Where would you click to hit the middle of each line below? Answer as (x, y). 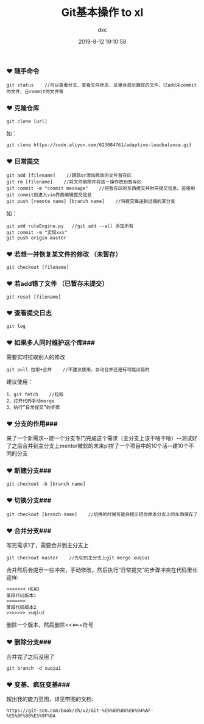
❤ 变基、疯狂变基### (38, 684)
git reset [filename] (34, 297)
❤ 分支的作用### (32, 424)
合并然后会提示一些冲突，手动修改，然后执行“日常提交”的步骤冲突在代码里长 (102, 570)
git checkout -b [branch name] (46, 484)
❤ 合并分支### (29, 531)
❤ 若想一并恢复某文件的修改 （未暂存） (64, 254)
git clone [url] (27, 121)
